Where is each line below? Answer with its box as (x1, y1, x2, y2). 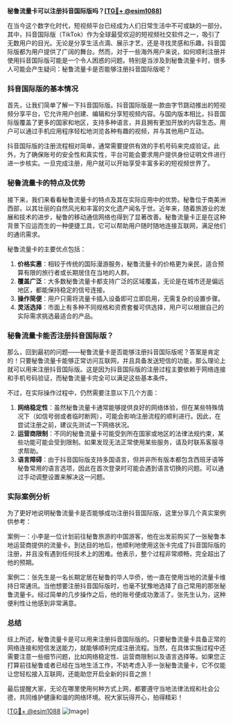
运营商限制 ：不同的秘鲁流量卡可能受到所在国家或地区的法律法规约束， (17, 429, 218, 437)
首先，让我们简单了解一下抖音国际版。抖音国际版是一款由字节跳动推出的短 (7, 101, 220, 110)
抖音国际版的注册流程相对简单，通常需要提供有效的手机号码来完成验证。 (7, 142, 214, 150)
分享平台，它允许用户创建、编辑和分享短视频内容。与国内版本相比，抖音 (12, 110, 220, 118)
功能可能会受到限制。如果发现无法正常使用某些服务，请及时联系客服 (23, 437, 218, 446)
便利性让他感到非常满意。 (7, 599, 80, 607)
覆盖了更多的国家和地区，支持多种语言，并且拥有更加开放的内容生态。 (19, 118, 220, 127)
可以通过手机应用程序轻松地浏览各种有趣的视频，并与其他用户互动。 (12, 127, 208, 135)
